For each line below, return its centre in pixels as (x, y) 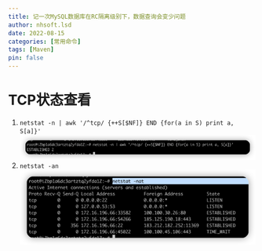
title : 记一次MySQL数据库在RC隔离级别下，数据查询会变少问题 (97, 16)
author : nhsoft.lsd (40, 25)
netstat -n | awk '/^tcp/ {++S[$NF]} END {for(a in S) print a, (127, 123)
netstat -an (39, 166)
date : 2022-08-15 (36, 33)
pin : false (26, 58)
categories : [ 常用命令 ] (44, 42)
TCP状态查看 (50, 100)
